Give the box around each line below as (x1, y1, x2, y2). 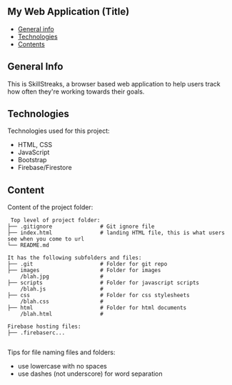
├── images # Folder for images (7, 267, 161, 274)
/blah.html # (20, 311, 104, 318)
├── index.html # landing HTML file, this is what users (7, 229, 225, 236)
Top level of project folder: (10, 217, 101, 224)
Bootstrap (17, 156, 47, 164)
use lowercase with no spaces (17, 362, 107, 371)
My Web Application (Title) (7, 6, 130, 18)
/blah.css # (20, 298, 104, 306)
